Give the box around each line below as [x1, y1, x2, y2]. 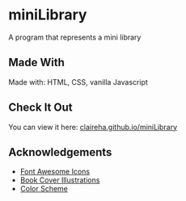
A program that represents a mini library [8, 32, 142, 42]
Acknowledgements [8, 145, 112, 159]
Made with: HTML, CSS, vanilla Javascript [8, 77, 148, 86]
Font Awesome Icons [19, 167, 91, 177]
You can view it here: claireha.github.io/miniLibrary [8, 122, 178, 132]
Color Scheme [19, 184, 69, 194]
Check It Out [8, 101, 73, 115]
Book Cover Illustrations [19, 175, 100, 185]
